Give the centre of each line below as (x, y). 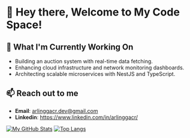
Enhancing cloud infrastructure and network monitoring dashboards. (99, 68)
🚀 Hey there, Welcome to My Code (93, 12)
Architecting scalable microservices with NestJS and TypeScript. (95, 74)
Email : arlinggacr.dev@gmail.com (56, 111)
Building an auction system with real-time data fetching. (84, 61)
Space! (24, 25)
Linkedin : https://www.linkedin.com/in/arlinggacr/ (76, 117)
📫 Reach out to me (43, 93)
